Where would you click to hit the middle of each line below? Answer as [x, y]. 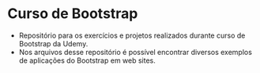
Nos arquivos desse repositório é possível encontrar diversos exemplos [135, 52]
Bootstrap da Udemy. [53, 43]
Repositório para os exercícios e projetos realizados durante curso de [132, 35]
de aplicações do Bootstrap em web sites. [87, 60]
